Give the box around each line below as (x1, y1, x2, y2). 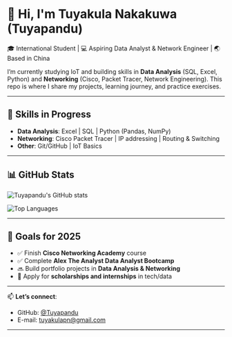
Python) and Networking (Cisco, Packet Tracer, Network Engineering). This (7, 75, 222, 83)
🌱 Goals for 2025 (7, 231, 81, 242)
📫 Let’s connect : (7, 293, 57, 301)
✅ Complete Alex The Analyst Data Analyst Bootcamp (17, 257, 175, 265)
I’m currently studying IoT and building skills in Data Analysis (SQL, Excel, (7, 67, 217, 75)
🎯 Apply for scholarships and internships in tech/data (17, 272, 173, 280)
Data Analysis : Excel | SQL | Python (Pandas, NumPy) (17, 127, 171, 135)
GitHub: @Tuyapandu (17, 309, 79, 317)
